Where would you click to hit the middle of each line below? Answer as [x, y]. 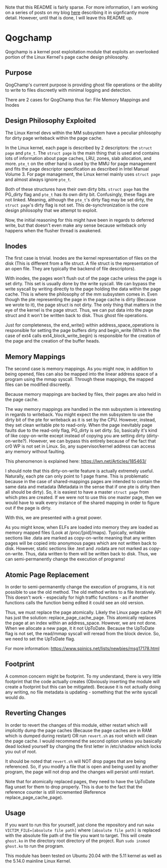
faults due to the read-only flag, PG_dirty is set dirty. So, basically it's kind [81, 430]
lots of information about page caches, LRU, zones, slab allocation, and [78, 158]
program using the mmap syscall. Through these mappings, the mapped [79, 379]
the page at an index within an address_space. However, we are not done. [81, 623]
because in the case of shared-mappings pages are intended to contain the [83, 482]
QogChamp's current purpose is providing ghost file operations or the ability [83, 85]
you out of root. [21, 751]
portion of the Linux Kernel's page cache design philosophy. [67, 57]
